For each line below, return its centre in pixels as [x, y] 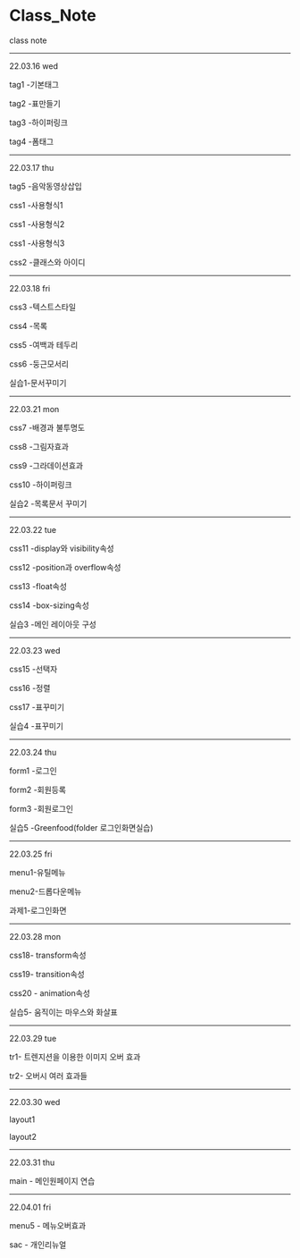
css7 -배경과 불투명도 [47, 427]
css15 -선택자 [33, 669]
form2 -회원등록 [38, 789]
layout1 [22, 1119]
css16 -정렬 [30, 688]
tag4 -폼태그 [32, 141]
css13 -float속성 [38, 586]
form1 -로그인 [33, 771]
